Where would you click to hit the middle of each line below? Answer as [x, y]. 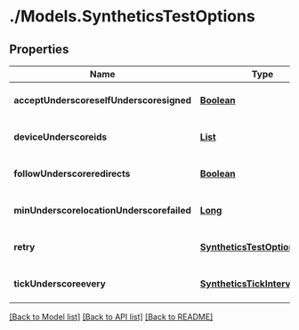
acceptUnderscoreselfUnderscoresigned [103, 100]
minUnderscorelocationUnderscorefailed [102, 210]
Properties [39, 49]
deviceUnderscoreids [61, 137]
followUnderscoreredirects [72, 173]
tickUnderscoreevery [60, 284]
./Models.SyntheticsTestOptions [132, 16]
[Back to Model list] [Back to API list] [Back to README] [111, 317]
